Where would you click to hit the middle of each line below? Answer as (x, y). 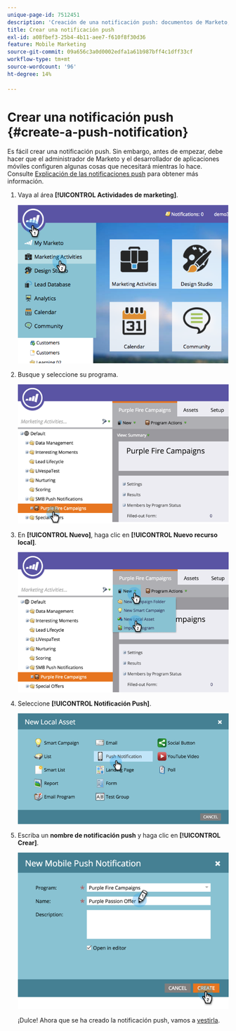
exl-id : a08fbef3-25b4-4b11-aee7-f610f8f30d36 (77, 37)
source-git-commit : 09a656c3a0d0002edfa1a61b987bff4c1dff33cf (100, 52)
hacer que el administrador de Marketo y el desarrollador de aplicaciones (113, 159)
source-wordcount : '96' (42, 67)
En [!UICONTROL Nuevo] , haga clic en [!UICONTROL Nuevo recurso (117, 535)
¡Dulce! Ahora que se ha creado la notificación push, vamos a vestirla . (118, 1020)
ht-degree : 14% (29, 74)
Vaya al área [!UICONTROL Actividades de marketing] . (98, 195)
